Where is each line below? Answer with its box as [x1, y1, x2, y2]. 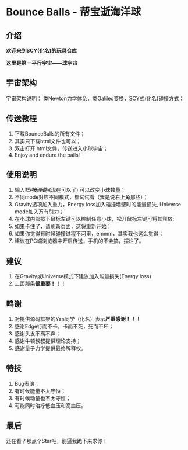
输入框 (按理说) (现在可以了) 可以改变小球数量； [14, 186, 126, 193]
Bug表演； [14, 380, 40, 387]
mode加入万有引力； [14, 208, 65, 215]
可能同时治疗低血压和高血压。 [14, 401, 86, 409]
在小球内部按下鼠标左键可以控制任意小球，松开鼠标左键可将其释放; [14, 216, 175, 223]
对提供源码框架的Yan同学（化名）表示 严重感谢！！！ [14, 316, 141, 323]
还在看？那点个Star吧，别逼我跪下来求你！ [6, 437, 108, 444]
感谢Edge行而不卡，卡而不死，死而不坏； [14, 323, 114, 330]
